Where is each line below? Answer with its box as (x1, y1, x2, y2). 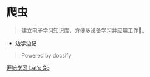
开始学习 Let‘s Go (6, 64, 50, 72)
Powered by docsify (21, 52, 72, 59)
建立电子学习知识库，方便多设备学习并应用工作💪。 (21, 27, 148, 34)
